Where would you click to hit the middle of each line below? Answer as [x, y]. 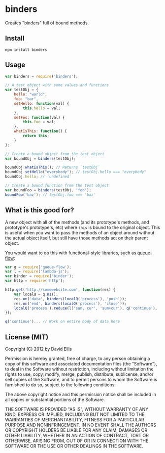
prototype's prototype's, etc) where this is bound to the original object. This [82, 227]
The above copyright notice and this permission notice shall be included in [81, 394]
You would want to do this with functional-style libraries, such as [71, 253]
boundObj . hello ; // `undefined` [38, 177]
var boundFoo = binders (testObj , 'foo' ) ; [48, 190]
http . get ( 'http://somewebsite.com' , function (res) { [60, 290]
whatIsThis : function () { [41, 131]
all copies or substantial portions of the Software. [55, 400]
